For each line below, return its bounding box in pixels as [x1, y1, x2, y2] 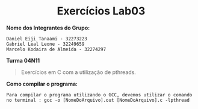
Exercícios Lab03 [57, 4, 146, 18]
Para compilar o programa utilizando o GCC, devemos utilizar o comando [6, 92, 193, 98]
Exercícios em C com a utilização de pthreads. [20, 68, 137, 76]
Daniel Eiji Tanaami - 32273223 [6, 36, 87, 42]
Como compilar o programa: [6, 80, 78, 87]
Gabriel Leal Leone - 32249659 [6, 41, 85, 47]
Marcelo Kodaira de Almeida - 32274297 [6, 46, 107, 52]
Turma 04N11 [6, 57, 40, 64]
